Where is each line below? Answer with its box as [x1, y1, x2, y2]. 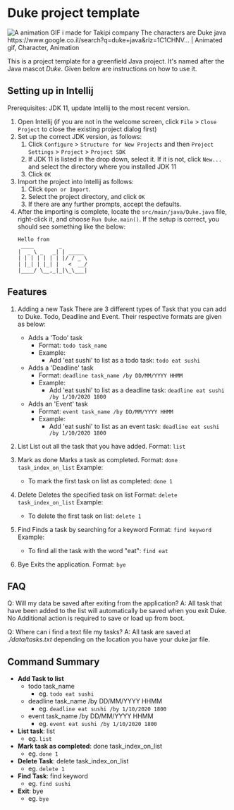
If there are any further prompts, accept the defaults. [27, 200, 182, 208]
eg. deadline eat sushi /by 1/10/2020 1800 [38, 704, 167, 713]
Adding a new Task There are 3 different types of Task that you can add [17, 305, 227, 313]
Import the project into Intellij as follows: [17, 177, 134, 186]
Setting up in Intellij [7, 85, 94, 97]
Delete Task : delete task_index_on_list [17, 757, 129, 766]
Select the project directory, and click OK [27, 192, 145, 200]
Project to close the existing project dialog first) [17, 125, 157, 133]
